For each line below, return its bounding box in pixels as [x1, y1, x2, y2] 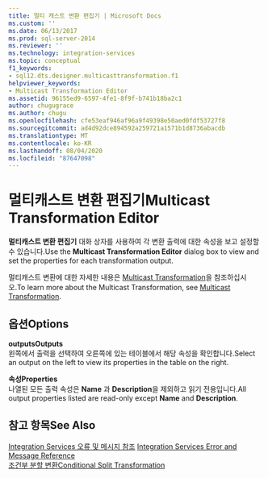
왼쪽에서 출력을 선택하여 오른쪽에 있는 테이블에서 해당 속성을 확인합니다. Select [8, 348, 256, 358]
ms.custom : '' [8, 19, 57, 27]
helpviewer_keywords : [8, 79, 82, 87]
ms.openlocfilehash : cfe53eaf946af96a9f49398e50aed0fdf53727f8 [8, 117, 226, 125]
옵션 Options [8, 317, 69, 330]
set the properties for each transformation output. [8, 256, 174, 266]
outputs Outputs [8, 339, 63, 348]
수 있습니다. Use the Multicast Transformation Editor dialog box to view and [8, 247, 260, 256]
